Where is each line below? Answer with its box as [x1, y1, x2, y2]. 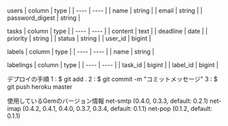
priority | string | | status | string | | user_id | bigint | [7, 34, 151, 42]
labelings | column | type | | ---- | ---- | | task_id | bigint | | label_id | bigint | [7, 61, 219, 68]
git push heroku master [7, 83, 73, 90]
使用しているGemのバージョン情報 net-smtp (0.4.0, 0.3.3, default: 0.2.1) [7, 97, 209, 105]
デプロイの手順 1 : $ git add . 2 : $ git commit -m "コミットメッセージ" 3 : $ [7, 75, 218, 83]
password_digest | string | [7, 14, 81, 22]
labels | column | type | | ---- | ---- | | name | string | [7, 48, 155, 55]
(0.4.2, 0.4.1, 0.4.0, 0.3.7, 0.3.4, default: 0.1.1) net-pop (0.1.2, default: [23, 105, 212, 112]
